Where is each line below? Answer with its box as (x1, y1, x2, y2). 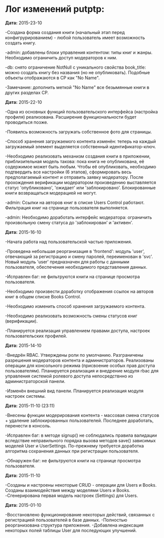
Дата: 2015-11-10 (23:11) (5, 403, 55, 409)
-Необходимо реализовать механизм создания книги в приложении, (5, 153, 151, 159)
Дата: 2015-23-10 (5, 20, 42, 26)
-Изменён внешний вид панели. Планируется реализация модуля (5, 388, 144, 394)
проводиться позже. (5, 119, 48, 125)
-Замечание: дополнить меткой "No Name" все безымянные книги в (5, 84, 149, 90)
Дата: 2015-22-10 (5, 99, 42, 105)
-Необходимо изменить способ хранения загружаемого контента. (5, 303, 146, 309)
